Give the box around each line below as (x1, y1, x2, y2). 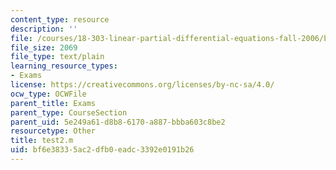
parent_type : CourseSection (10, 107, 128, 118)
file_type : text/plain (10, 52, 105, 62)
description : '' (10, 24, 78, 34)
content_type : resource (10, 14, 110, 25)
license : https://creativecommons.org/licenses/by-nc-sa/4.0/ (10, 80, 275, 90)
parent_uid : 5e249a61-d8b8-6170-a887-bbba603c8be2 (10, 117, 226, 127)
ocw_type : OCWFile (10, 89, 87, 99)
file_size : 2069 (10, 42, 78, 53)
